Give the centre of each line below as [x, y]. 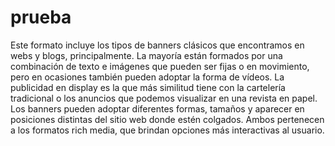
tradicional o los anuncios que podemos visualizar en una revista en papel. [164, 98]
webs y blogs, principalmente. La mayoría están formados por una [146, 55]
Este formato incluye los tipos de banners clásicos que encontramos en [157, 45]
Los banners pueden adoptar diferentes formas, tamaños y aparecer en [157, 108]
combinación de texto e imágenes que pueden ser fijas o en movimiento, [160, 66]
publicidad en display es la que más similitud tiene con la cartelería [148, 87]
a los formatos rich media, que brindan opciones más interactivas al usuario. [167, 130]
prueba [41, 17]
